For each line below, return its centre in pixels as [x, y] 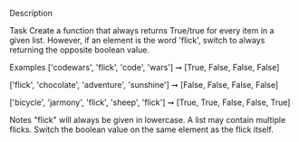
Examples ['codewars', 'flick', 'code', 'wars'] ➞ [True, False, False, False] [145, 67]
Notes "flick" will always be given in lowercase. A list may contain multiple [148, 120]
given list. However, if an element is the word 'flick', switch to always [137, 40]
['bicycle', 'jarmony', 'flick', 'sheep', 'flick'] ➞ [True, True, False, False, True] [150, 102]
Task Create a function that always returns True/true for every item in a [142, 30]
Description [31, 13]
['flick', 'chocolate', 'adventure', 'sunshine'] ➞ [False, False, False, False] [144, 85]
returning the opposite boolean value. [79, 50]
